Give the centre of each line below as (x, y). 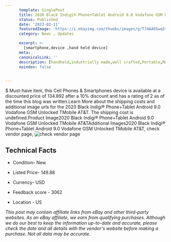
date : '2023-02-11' (39, 24)
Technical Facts (31, 150)
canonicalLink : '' (38, 57)
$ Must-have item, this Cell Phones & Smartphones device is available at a (83, 91)
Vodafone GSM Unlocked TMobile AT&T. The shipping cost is (69, 113)
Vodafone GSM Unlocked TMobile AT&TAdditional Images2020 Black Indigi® (85, 123)
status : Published (38, 19)
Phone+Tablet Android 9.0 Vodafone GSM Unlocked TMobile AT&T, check (82, 129)
